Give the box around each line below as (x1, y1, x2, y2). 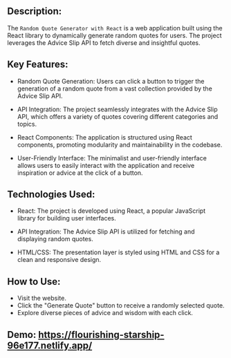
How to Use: (7, 276, 61, 288)
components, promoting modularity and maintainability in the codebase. (17, 140, 223, 149)
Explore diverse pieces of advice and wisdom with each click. (17, 309, 194, 317)
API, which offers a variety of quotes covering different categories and (17, 112, 219, 120)
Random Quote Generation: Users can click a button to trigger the (17, 77, 205, 85)
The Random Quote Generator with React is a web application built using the (7, 23, 223, 32)
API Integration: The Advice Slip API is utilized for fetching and (17, 227, 195, 236)
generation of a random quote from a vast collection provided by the (17, 84, 212, 93)
